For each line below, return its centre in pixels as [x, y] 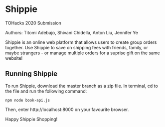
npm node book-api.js [28, 100]
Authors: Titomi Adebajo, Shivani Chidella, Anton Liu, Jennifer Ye [72, 32]
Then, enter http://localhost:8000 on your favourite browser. [67, 109]
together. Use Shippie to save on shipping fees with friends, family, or [77, 47]
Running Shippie [31, 74]
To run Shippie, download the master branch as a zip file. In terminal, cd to [82, 86]
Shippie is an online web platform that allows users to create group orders [81, 42]
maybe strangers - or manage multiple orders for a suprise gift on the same [83, 53]
